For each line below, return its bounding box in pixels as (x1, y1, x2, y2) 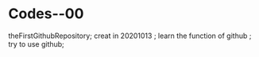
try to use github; (8, 39, 65, 48)
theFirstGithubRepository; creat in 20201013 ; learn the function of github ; (8, 31, 252, 40)
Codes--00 (8, 5, 84, 23)
